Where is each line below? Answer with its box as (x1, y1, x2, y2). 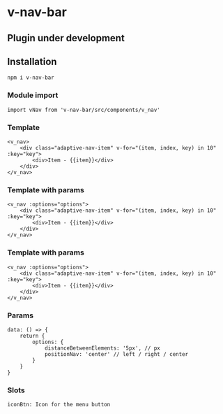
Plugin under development (7, 32, 125, 44)
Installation (7, 55, 57, 67)
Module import (7, 90, 59, 100)
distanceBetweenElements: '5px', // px (44, 344, 160, 352)
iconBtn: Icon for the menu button (7, 401, 111, 408)
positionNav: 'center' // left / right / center (44, 350, 189, 357)
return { (20, 332, 45, 339)
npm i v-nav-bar (7, 74, 54, 81)
